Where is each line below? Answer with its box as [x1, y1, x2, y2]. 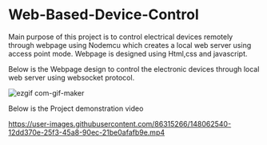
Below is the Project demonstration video [8, 104, 144, 113]
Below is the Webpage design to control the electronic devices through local [8, 64, 260, 73]
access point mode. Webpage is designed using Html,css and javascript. [8, 49, 248, 58]
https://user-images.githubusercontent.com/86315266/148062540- [8, 119, 232, 128]
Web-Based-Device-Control [8, 6, 200, 24]
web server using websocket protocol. [8, 72, 135, 82]
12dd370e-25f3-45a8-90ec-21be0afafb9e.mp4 [8, 127, 165, 137]
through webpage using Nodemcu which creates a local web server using [8, 40, 252, 49]
